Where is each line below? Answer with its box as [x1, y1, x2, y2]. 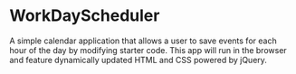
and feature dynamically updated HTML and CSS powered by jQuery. [9, 54, 267, 65]
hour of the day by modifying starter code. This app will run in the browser [9, 44, 287, 55]
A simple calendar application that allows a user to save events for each [9, 35, 278, 46]
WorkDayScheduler [9, 5, 160, 26]
